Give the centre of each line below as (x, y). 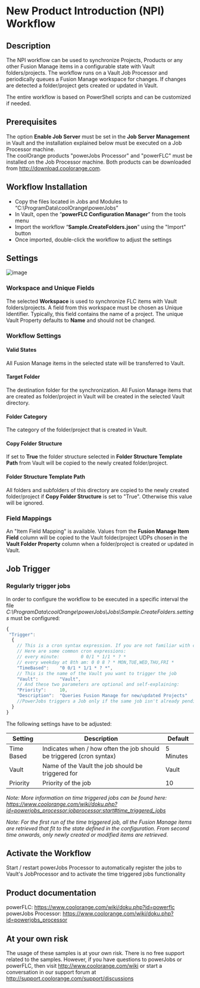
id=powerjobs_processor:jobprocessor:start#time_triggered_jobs (86, 810)
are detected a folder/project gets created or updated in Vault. (82, 85)
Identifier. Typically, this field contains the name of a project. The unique (95, 314)
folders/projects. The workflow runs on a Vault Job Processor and (87, 73)
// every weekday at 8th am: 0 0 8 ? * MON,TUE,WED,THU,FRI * (96, 662)
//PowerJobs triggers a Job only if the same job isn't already (98, 701)
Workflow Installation (47, 187)
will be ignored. (25, 502)
